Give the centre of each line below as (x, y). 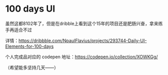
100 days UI (30, 9)
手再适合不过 (18, 30)
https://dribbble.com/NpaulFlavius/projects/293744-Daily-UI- (83, 41)
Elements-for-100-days (30, 46)
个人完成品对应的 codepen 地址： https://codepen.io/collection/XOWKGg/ (82, 57)
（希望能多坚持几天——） (32, 67)
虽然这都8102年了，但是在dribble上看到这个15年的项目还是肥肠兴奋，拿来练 (84, 23)
